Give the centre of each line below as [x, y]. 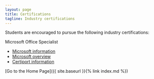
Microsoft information [34, 51]
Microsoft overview [31, 57]
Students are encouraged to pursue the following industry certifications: [77, 33]
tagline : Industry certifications [40, 19]
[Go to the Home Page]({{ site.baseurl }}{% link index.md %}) [67, 71]
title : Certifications [28, 14]
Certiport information [33, 62]
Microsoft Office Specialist [32, 42]
